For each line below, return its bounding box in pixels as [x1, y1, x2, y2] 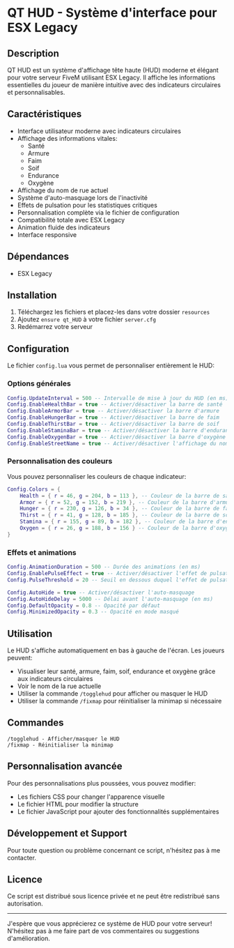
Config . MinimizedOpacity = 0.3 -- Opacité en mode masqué [7, 609, 179, 616]
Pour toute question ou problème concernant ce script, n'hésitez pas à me [7, 846, 221, 855]
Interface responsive [17, 230, 77, 238]
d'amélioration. [7, 934, 51, 942]
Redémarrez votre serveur [17, 323, 93, 331]
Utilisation [7, 627, 53, 639]
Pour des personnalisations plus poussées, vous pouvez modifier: [7, 779, 196, 787]
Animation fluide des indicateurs [17, 223, 110, 231]
